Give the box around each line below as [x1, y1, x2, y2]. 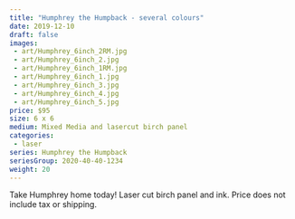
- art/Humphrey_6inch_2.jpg [13, 55, 119, 64]
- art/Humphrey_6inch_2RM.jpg [13, 47, 128, 56]
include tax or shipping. [9, 199, 98, 210]
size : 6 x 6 [9, 114, 54, 123]
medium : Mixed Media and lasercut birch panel [9, 123, 188, 132]
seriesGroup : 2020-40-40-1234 [9, 156, 124, 166]
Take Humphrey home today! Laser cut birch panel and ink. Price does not [9, 189, 287, 200]
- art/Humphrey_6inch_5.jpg [13, 97, 119, 107]
